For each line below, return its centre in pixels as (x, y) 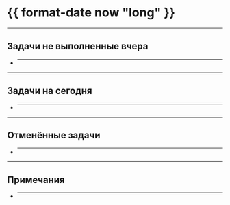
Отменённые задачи (54, 135)
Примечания (36, 180)
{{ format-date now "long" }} (91, 13)
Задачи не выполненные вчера (78, 46)
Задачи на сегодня (50, 91)
